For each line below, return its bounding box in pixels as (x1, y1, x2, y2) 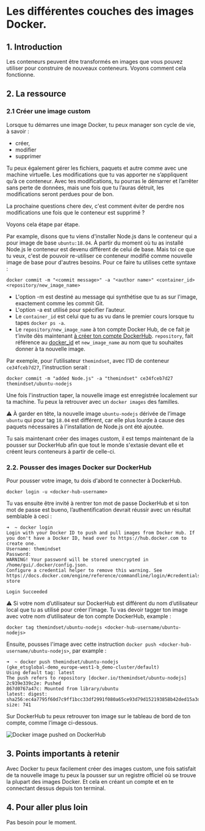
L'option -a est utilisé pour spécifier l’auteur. (15, 306, 126, 313)
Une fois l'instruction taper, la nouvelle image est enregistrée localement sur (6, 391, 198, 399)
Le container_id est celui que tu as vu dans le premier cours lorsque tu (15, 313, 194, 320)
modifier (15, 146, 37, 153)
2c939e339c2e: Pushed (6, 680, 62, 686)
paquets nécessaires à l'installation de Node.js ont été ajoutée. (6, 423, 164, 430)
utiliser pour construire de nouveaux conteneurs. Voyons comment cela (6, 64, 186, 72)
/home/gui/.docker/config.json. (6, 562, 88, 568)
